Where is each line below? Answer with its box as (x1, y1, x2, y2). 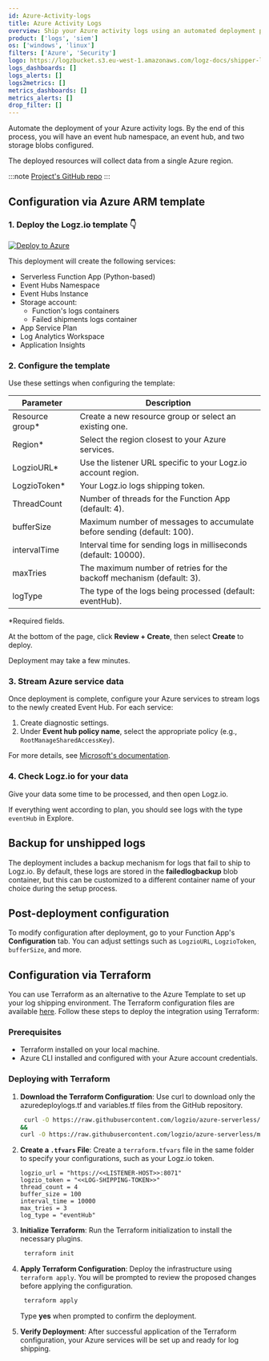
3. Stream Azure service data (8, 676, 124, 687)
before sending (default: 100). (79, 527, 194, 538)
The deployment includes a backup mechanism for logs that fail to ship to (8, 858, 251, 867)
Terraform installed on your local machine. (19, 1045, 160, 1054)
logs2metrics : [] (8, 79, 66, 87)
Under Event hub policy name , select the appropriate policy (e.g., (19, 727, 238, 736)
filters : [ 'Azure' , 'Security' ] (8, 49, 116, 57)
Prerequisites (8, 1027, 62, 1038)
